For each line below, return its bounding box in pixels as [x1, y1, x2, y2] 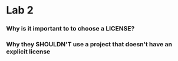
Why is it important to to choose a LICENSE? [6, 25, 135, 33]
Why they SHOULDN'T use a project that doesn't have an [6, 40, 173, 49]
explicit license [6, 48, 51, 56]
